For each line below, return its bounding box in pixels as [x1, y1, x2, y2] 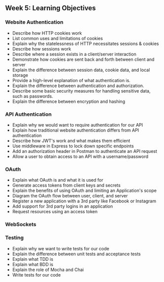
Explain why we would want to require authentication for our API [12, 122, 143, 128]
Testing [5, 235, 24, 241]
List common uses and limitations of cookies [12, 35, 103, 41]
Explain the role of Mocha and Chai [12, 267, 84, 273]
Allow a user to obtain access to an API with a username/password [12, 153, 149, 159]
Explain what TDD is [12, 256, 53, 262]
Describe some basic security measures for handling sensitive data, [12, 88, 151, 94]
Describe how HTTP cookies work [12, 30, 82, 36]
